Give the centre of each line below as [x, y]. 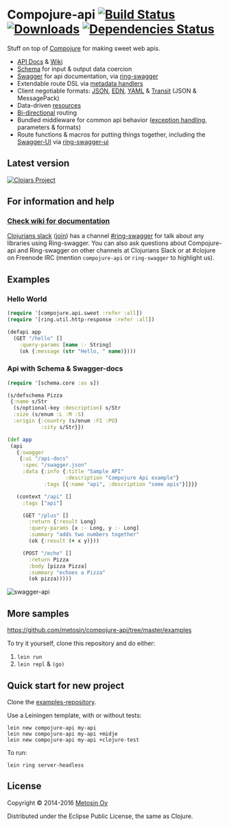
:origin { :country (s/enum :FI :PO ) [65, 421]
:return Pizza [49, 559]
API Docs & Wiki [40, 61]
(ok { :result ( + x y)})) [64, 541]
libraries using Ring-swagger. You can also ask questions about [97, 243]
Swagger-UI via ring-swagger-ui [63, 141]
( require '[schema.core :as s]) [53, 383]
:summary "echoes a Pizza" [67, 572]
